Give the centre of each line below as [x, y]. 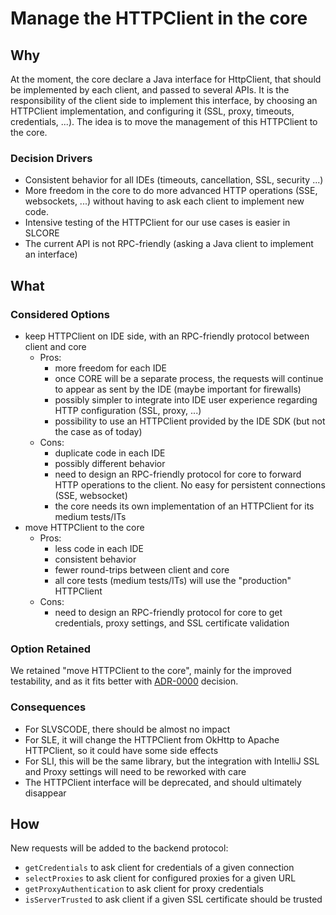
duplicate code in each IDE [110, 453]
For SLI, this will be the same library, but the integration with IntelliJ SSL [172, 761]
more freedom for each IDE [110, 368]
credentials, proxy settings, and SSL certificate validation [172, 623]
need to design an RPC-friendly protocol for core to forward [178, 474]
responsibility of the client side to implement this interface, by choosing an [164, 100]
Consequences [48, 707]
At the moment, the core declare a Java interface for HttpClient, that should [166, 79]
